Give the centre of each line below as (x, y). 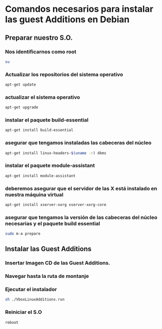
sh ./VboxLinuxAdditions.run (35, 299)
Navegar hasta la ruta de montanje (47, 276)
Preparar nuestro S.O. (39, 38)
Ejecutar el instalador (31, 290)
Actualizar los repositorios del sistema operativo (64, 74)
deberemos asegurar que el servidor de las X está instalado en (81, 188)
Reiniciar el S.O (24, 312)
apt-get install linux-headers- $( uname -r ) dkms (56, 153)
